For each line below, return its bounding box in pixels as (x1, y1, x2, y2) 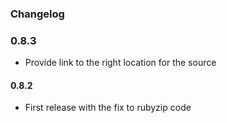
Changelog (10, 7, 65, 21)
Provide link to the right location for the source (24, 57, 217, 69)
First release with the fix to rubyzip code (24, 102, 192, 114)
